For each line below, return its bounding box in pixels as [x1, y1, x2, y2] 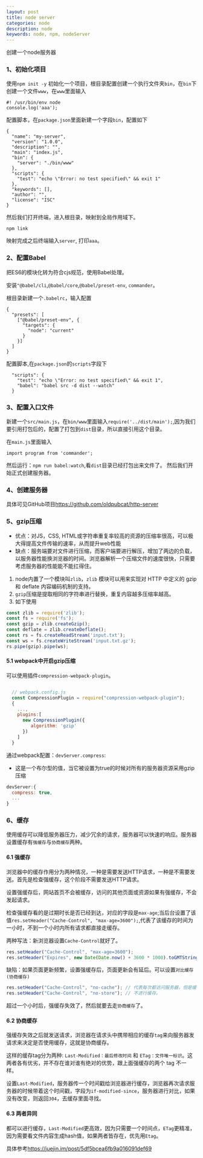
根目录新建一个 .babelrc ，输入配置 [6, 294, 92, 301]
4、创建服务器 [6, 486, 48, 494]
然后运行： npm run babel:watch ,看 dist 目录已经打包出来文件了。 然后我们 [6, 462, 188, 469]
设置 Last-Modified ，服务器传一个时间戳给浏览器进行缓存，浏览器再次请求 [6, 1079, 190, 1087]
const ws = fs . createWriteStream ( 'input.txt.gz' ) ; [6, 638, 137, 644]
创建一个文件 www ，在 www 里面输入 [6, 88, 86, 95]
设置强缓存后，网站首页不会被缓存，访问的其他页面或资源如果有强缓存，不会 [6, 889, 197, 896]
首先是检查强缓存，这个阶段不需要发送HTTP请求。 [16, 875, 143, 883]
